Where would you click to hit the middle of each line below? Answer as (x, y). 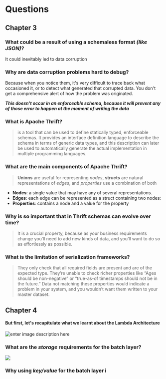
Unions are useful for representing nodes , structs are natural (80, 177)
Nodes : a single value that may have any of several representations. (82, 193)
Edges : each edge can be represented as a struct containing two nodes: (86, 198)
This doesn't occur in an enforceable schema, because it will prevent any (83, 103)
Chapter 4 (21, 310)
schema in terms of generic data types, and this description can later (88, 143)
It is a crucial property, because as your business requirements (82, 233)
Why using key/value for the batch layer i (56, 370)
